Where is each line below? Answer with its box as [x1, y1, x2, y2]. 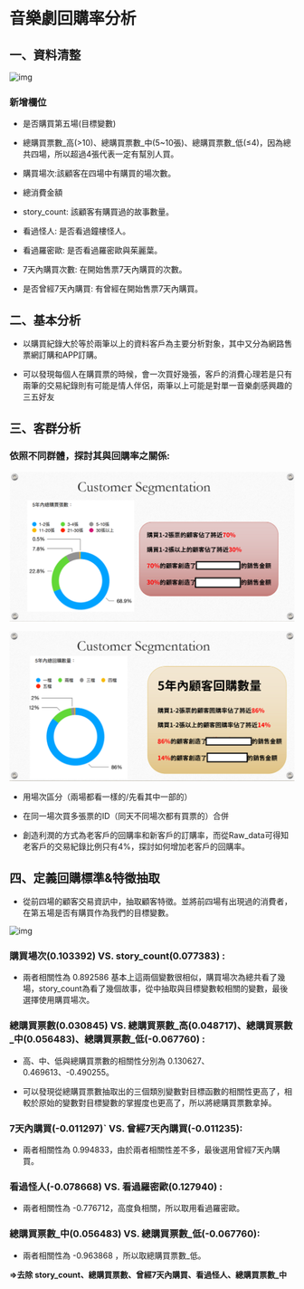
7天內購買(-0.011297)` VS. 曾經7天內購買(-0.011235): [9, 1122, 243, 1134]
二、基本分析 [9, 312, 81, 328]
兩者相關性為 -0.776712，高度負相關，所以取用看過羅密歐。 [22, 1203, 245, 1214]
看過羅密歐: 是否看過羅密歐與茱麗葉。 [22, 245, 163, 256]
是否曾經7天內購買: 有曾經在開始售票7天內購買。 [22, 283, 204, 294]
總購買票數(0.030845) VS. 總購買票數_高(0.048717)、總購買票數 [9, 1019, 293, 1032]
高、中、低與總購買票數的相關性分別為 [22, 1055, 166, 1066]
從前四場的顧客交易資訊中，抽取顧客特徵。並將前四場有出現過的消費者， [22, 896, 292, 907]
